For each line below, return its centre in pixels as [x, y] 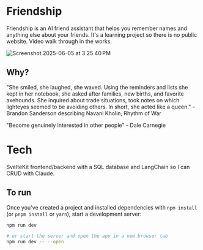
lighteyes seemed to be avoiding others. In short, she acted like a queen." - [101, 107]
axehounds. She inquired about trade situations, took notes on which [93, 100]
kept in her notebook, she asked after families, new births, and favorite [95, 94]
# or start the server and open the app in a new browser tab [87, 236]
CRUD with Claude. [31, 173]
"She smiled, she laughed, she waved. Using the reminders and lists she [97, 87]
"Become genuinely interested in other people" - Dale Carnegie [86, 125]
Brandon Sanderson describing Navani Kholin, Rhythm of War [84, 113]
